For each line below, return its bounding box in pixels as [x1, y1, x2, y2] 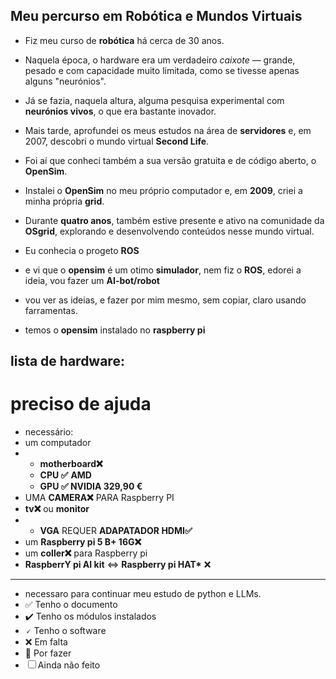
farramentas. [24, 304, 78, 316]
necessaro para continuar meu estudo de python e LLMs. [24, 588, 262, 600]
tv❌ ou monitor [24, 503, 90, 515]
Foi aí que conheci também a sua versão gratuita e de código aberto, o [24, 154, 317, 166]
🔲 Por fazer [24, 647, 72, 659]
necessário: [24, 426, 74, 438]
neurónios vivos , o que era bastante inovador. [24, 105, 217, 117]
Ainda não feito [37, 659, 101, 671]
